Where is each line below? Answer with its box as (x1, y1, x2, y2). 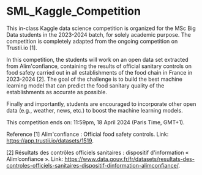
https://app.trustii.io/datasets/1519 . (6, 136, 94, 144)
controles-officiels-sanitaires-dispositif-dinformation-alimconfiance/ (6, 162, 179, 169)
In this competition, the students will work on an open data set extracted (6, 56, 189, 63)
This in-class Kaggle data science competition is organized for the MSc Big (6, 24, 196, 32)
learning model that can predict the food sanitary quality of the (6, 81, 165, 89)
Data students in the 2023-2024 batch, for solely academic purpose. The (6, 31, 191, 38)
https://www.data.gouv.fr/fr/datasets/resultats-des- (64, 155, 195, 163)
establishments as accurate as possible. (6, 88, 108, 95)
